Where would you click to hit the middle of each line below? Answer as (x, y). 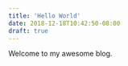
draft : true (28, 31)
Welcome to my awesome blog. (60, 54)
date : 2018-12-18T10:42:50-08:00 (64, 23)
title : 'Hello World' (45, 16)
